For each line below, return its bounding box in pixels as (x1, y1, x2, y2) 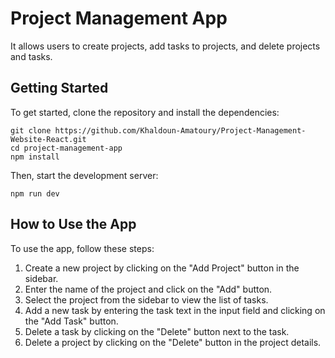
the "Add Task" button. (24, 315, 119, 327)
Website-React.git (10, 134, 87, 144)
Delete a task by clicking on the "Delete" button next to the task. (24, 325, 290, 337)
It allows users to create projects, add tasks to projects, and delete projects (10, 40, 321, 52)
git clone (10, 125, 52, 136)
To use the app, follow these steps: (10, 242, 155, 254)
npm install (10, 152, 60, 162)
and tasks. (10, 50, 53, 62)
